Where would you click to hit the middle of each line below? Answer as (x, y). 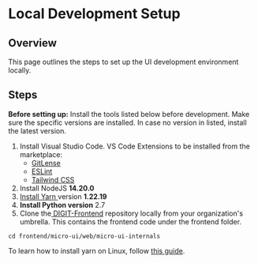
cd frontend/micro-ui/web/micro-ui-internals (84, 236)
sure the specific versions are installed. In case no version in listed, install (127, 122)
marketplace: (41, 154)
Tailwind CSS (53, 179)
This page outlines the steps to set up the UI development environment (123, 62)
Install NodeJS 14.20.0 (57, 188)
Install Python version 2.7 (62, 205)
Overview (33, 43)
